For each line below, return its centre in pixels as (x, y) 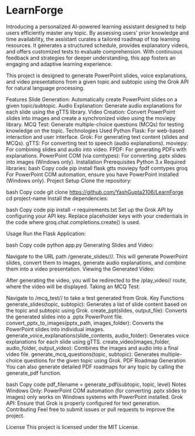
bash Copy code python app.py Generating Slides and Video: (80, 245)
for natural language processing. (45, 88)
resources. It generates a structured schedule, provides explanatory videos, (97, 45)
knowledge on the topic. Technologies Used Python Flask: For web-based (95, 131)
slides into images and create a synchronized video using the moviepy (91, 118)
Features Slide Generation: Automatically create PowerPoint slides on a (92, 99)
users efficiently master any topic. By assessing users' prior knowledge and (97, 32)
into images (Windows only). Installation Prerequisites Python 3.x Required (96, 162)
